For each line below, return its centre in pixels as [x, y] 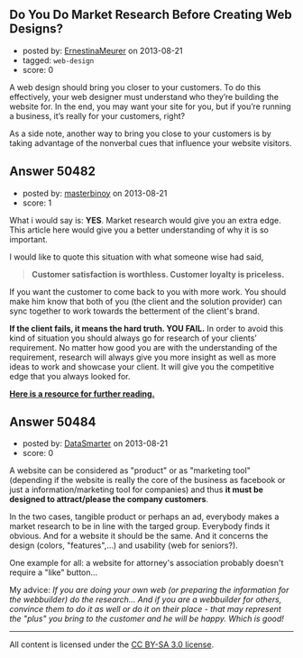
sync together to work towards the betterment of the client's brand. [134, 311]
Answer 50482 [53, 172]
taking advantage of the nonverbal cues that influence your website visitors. [151, 142]
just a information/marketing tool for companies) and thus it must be [137, 489]
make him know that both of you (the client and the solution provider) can [146, 301]
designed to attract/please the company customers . [109, 499]
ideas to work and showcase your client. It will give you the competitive [142, 366]
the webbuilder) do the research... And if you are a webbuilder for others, [146, 599]
